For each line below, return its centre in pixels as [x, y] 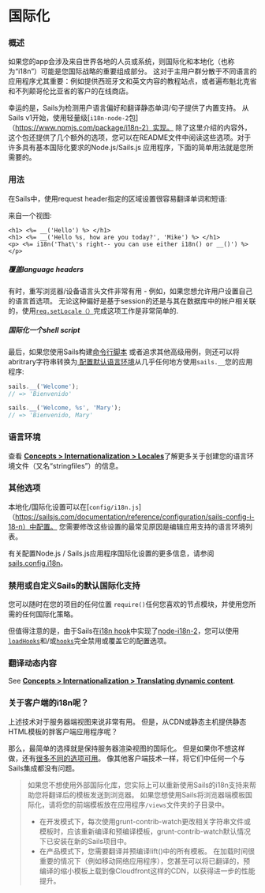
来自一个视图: [30, 215]
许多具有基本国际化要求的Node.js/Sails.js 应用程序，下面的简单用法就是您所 [131, 148]
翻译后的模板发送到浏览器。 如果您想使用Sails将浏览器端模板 [147, 794]
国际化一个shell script [44, 330]
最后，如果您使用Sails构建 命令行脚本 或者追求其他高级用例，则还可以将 [124, 352]
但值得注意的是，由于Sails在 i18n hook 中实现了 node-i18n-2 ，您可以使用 [124, 631]
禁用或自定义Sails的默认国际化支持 [74, 586]
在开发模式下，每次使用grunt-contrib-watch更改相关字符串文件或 [145, 821]
